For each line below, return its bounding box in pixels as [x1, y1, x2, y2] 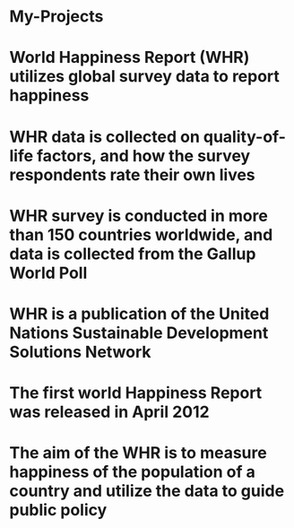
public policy [9, 500, 108, 521]
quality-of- [203, 126, 287, 147]
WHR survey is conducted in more [9, 205, 269, 226]
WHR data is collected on [9, 126, 200, 147]
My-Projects [9, 6, 104, 27]
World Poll [9, 263, 88, 283]
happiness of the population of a [9, 462, 255, 482]
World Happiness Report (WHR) [9, 48, 250, 68]
